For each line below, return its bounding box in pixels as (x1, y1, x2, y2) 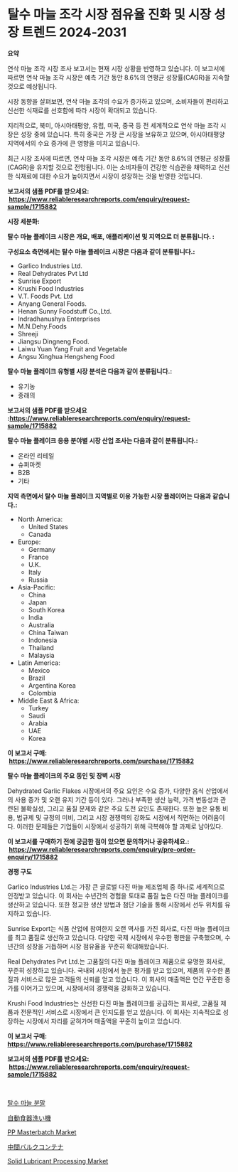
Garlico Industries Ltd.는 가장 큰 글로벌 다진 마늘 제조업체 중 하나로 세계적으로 (7, 883, 225, 891)
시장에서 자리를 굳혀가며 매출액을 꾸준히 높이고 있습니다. (26, 1016, 183, 1025)
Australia (28, 620, 55, 629)
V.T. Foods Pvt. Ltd (17, 292, 73, 300)
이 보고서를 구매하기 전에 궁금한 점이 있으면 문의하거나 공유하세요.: (7, 837, 190, 846)
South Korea (28, 605, 65, 614)
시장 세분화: (7, 217, 40, 225)
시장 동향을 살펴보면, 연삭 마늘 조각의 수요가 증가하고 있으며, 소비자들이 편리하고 (7, 97, 229, 105)
